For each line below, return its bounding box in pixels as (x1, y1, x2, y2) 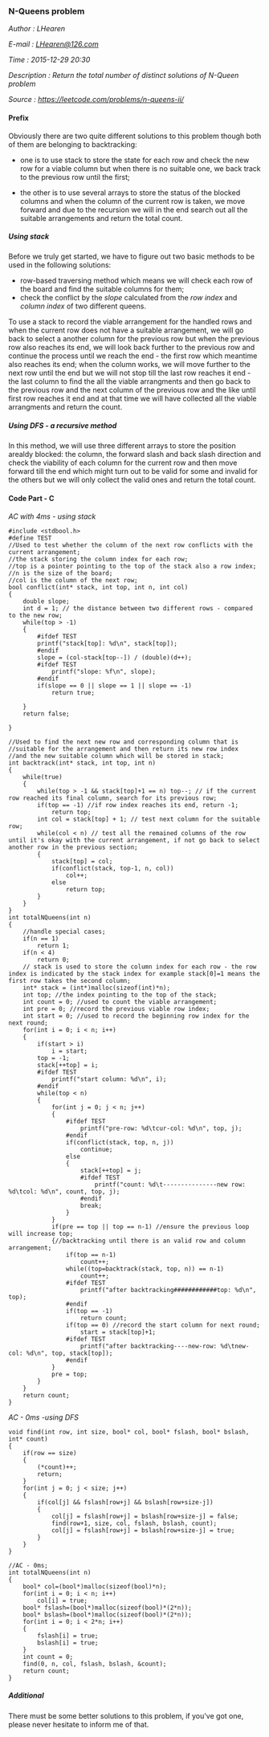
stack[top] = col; (51, 857, 113, 865)
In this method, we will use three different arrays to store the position (8, 441, 237, 451)
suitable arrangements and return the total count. (19, 213, 183, 222)
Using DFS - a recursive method (8, 421, 117, 430)
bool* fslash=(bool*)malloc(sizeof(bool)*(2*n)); (22, 1604, 193, 1612)
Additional (8, 1690, 44, 1700)
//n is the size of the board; (8, 569, 113, 577)
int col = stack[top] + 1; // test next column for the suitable (37, 815, 261, 823)
